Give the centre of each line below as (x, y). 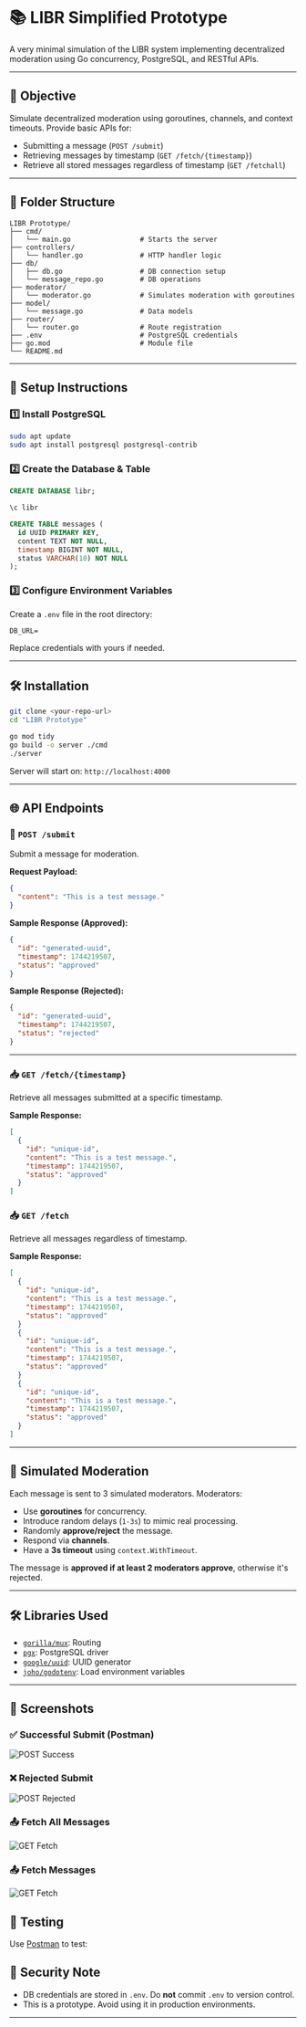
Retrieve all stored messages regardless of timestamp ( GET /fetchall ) (154, 164)
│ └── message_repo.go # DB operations (106, 279)
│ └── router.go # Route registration (116, 327)
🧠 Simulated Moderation (79, 1471)
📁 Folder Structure (62, 202)
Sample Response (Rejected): (67, 991)
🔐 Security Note (55, 1973)
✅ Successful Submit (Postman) (82, 1734)
